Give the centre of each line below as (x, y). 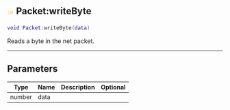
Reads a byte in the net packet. (51, 41)
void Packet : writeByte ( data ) (49, 28)
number (21, 97)
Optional (113, 87)
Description (78, 87)
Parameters (33, 69)
